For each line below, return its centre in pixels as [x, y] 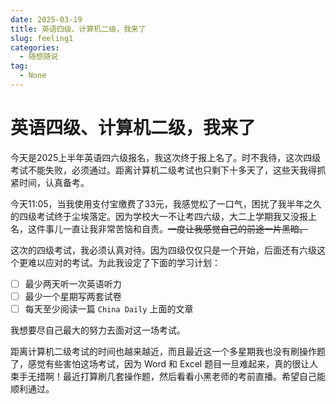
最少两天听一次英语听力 [73, 283]
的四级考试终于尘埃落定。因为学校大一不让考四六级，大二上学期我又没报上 [163, 216]
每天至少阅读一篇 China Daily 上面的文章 [109, 308]
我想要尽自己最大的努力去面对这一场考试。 [98, 330]
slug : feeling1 [42, 38]
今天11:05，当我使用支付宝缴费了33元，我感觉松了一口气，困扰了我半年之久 [166, 203]
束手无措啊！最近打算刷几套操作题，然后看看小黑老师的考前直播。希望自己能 [168, 376]
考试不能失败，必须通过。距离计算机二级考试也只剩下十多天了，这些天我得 [163, 170]
